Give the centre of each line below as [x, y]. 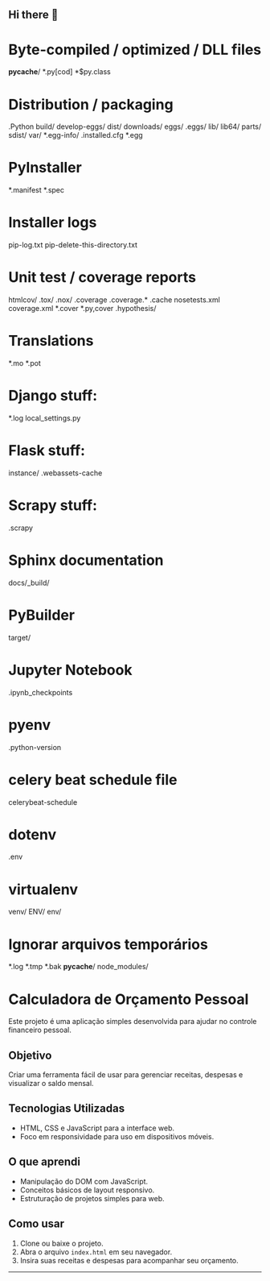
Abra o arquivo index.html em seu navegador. [96, 1252]
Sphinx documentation [86, 560]
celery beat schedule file [93, 779]
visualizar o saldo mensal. [51, 1084]
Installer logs [53, 223]
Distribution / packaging [91, 104]
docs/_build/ [29, 582]
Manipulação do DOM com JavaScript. [84, 1181]
